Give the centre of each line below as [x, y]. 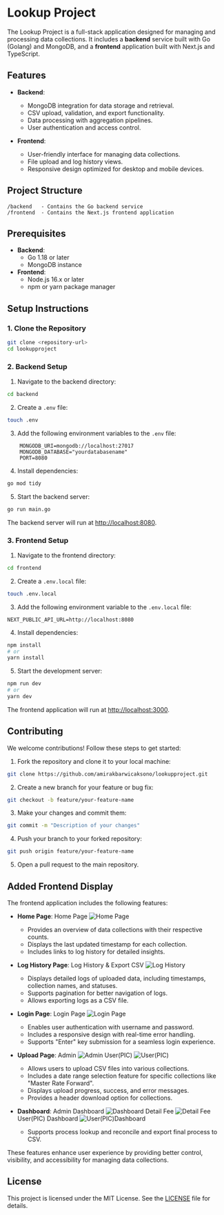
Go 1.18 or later [48, 257]
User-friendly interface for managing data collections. [104, 154]
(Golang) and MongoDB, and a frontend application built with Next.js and [111, 46]
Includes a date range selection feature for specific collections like [122, 1076]
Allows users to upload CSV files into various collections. [108, 1069]
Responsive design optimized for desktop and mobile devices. [116, 169]
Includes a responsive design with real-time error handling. [111, 1035]
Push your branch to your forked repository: [80, 839]
